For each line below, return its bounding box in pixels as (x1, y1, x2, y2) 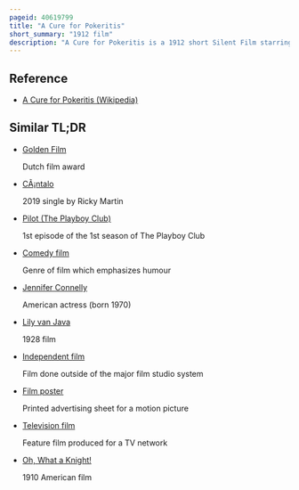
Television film (21, 420, 76, 430)
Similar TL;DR (9, 120, 86, 135)
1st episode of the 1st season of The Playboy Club (21, 230, 206, 241)
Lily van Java (21, 316, 71, 327)
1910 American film (21, 471, 92, 482)
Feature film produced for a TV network (21, 437, 168, 448)
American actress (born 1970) (21, 299, 132, 310)
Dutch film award (21, 161, 85, 172)
